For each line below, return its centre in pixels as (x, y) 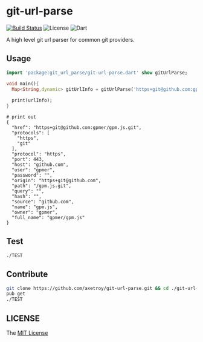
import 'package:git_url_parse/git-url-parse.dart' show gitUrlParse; (97, 73)
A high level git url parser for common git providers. (70, 39)
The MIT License (27, 333)
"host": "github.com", (40, 165)
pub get (16, 294)
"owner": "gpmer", (35, 212)
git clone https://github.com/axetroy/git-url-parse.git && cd (88, 288)
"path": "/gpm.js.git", (41, 186)
